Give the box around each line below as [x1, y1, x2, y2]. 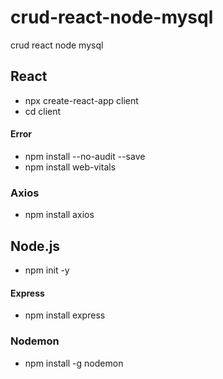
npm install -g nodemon [24, 357, 124, 369]
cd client [24, 105, 62, 117]
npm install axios [24, 209, 95, 221]
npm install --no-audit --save [24, 150, 146, 162]
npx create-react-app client [24, 94, 139, 106]
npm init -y [24, 264, 70, 276]
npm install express [24, 309, 106, 321]
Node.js [10, 237, 61, 255]
